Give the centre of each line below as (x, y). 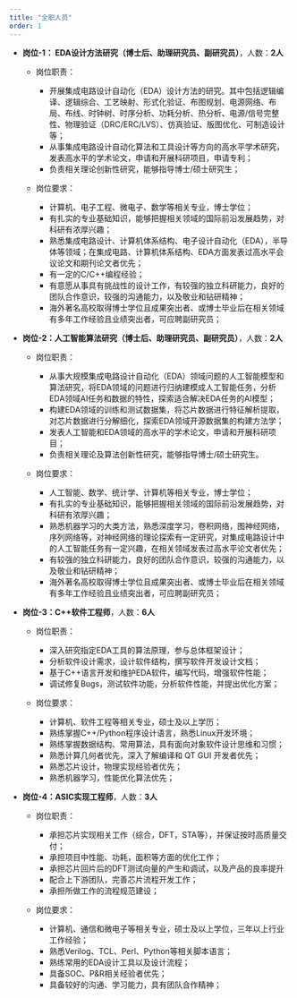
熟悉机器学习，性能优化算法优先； (112, 777)
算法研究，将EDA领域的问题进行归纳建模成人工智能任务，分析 (163, 387)
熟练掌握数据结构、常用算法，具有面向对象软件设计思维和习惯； (166, 744)
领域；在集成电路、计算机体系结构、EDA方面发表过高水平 (171, 252)
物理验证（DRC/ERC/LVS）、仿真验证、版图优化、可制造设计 (175, 124)
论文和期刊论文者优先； (100, 263)
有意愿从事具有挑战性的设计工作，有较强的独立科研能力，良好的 (166, 285)
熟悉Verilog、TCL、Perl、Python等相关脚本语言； (140, 951)
